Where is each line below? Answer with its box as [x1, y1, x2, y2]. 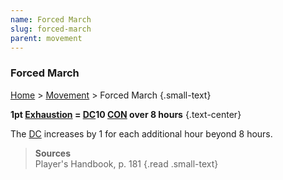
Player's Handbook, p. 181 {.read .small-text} [34, 157, 219, 170]
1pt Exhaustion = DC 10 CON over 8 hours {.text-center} [10, 108, 242, 120]
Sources [34, 147, 72, 159]
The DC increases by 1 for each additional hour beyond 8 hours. [10, 127, 273, 140]
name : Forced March [10, 14, 92, 25]
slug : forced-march [10, 24, 92, 34]
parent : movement [10, 33, 83, 43]
